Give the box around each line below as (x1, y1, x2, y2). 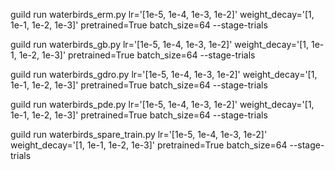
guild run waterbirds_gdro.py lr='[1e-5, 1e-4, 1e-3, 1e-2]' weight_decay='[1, (10, 69, 318, 80)
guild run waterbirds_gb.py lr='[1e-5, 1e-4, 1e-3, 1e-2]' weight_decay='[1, (10, 39, 309, 50)
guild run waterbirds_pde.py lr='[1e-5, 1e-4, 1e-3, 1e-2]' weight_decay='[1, (10, 99, 315, 110)
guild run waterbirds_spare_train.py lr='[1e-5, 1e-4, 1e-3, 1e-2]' (10, 129, 268, 140)
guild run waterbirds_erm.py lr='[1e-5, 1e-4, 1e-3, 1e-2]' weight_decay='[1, (10, 9, 315, 20)
